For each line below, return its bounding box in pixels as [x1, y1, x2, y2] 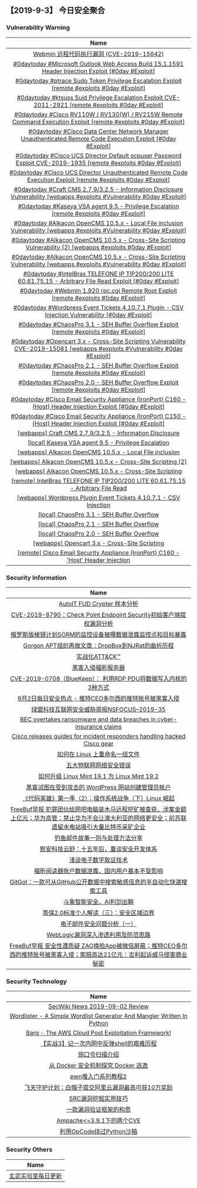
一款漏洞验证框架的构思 [66, 1106, 131, 1114]
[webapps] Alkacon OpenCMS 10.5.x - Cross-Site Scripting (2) [10, 457, 187, 466]
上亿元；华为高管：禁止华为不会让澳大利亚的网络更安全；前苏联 [10, 814, 186, 822]
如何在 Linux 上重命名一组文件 [57, 750, 140, 758]
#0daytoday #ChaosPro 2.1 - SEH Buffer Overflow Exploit [18, 361, 179, 369]
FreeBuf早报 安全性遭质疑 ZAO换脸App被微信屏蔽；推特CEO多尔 [9, 941, 188, 950]
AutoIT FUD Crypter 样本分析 [58, 600, 139, 608]
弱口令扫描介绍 [77, 1051, 119, 1059]
